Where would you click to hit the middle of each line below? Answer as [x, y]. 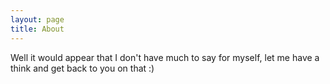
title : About [37, 29]
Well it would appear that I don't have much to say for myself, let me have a [165, 57]
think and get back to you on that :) [82, 68]
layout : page [37, 19]
